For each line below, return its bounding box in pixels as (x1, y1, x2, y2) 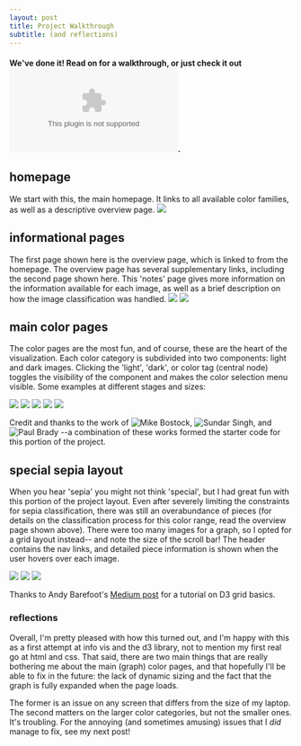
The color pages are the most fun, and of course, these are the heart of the (9, 343, 288, 354)
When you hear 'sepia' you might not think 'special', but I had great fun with (9, 486, 289, 497)
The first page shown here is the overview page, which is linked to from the (9, 253, 289, 265)
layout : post (9, 13, 58, 22)
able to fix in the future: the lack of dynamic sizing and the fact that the (9, 671, 272, 681)
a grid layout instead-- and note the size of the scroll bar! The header (9, 534, 266, 545)
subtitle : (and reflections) (9, 30, 119, 39)
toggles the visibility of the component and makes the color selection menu (9, 372, 288, 383)
